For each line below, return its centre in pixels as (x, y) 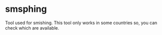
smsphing (26, 9)
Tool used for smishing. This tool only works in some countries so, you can (81, 23)
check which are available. (32, 28)
